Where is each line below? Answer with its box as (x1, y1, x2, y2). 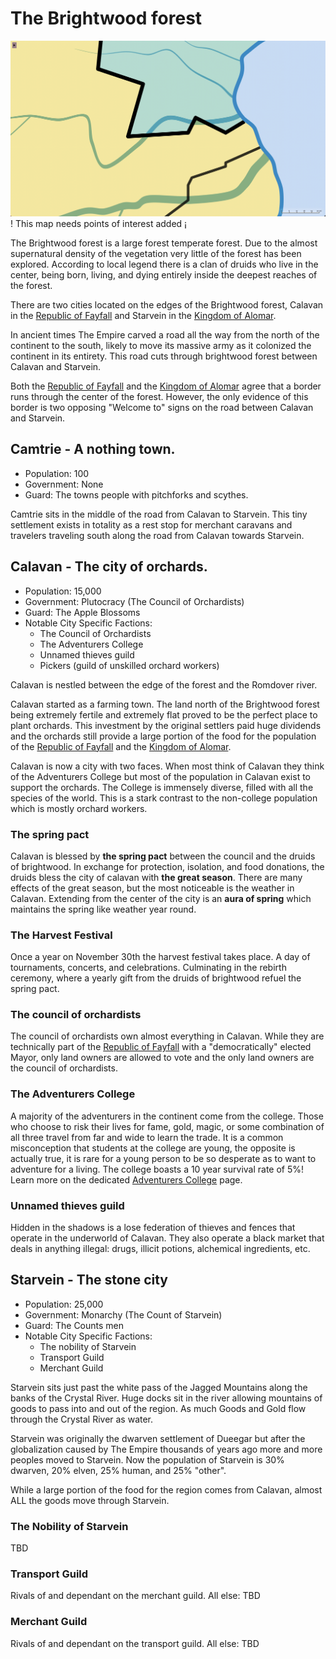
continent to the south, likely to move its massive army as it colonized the (10, 339, 312, 351)
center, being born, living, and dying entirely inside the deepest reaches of (10, 268, 318, 281)
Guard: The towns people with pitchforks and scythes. (24, 488, 249, 501)
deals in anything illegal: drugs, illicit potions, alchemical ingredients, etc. (10, 1243, 311, 1255)
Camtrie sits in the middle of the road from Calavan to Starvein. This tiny (10, 508, 308, 520)
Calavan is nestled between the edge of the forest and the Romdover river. (10, 678, 318, 691)
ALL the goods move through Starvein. (10, 1494, 170, 1506)
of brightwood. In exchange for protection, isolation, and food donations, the (10, 860, 325, 872)
